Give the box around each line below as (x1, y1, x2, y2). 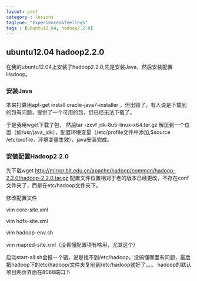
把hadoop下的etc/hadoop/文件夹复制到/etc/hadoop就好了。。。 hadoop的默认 (6, 261, 192, 268)
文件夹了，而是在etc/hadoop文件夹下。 (6, 181, 101, 189)
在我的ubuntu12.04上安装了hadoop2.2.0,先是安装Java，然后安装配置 (6, 63, 173, 71)
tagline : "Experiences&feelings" (6, 19, 88, 25)
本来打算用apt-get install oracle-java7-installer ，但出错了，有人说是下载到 (6, 102, 187, 109)
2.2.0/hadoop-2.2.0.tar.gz (6, 174, 69, 181)
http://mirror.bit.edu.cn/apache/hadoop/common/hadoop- (35, 166, 176, 174)
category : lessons (6, 14, 54, 20)
